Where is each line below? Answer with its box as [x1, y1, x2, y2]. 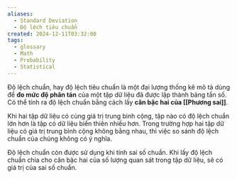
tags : [7, 37, 23, 44]
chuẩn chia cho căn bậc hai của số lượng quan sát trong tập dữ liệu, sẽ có [7, 156, 224, 164]
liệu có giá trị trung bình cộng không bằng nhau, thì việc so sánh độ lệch [7, 126, 219, 135]
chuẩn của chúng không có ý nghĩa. [7, 134, 112, 143]
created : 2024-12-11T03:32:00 [7, 30, 97, 38]
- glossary [13, 43, 46, 50]
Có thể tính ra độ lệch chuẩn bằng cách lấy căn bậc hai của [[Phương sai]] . [7, 97, 228, 107]
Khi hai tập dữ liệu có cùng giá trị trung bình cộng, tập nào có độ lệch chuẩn [7, 112, 230, 120]
